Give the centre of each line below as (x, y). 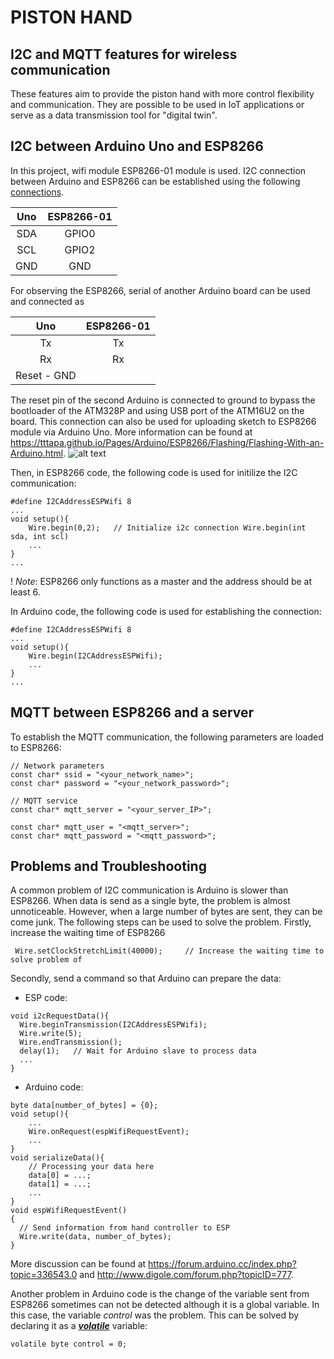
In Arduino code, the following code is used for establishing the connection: (166, 611)
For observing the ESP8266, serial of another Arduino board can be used (160, 290)
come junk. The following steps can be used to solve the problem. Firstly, (161, 922)
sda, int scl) (40, 536)
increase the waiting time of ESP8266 (88, 933)
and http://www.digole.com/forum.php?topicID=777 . (186, 1275)
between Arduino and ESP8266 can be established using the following (155, 181)
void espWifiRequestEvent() (69, 1211)
